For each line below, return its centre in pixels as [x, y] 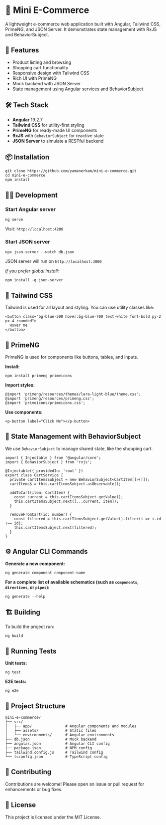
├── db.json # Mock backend [51, 739]
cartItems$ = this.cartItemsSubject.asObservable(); [65, 484]
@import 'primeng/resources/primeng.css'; [50, 399]
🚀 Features [22, 50]
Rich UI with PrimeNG [35, 78]
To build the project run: [30, 627]
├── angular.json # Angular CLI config [58, 744]
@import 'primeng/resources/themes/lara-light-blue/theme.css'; [73, 394]
